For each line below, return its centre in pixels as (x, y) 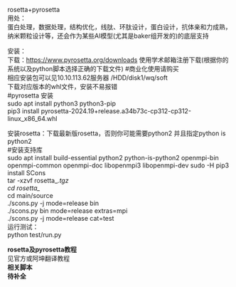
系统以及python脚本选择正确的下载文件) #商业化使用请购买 (93, 69)
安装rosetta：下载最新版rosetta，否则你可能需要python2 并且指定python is (117, 133)
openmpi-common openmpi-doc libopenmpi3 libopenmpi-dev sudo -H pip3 (118, 165)
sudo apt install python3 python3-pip (61, 103)
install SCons (27, 173)
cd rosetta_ (24, 188)
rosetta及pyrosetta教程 (42, 249)
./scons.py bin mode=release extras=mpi (68, 211)
